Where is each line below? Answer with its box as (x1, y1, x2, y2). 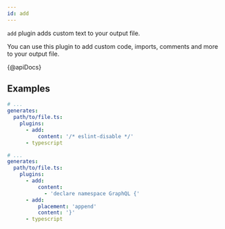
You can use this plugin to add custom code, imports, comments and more (7, 42, 219, 50)
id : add (7, 10, 30, 17)
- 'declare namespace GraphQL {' (43, 190, 140, 197)
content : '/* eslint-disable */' (37, 133, 134, 140)
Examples (7, 83, 50, 95)
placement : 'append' (37, 203, 97, 210)
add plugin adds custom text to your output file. (7, 29, 140, 37)
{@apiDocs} (7, 63, 42, 71)
